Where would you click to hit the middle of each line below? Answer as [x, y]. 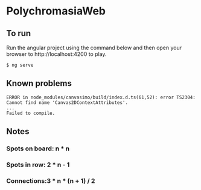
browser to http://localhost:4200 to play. [56, 54]
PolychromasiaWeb [56, 11]
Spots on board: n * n [38, 149]
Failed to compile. [31, 113]
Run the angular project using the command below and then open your [94, 47]
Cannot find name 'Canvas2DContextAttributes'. [67, 103]
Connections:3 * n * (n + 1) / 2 [51, 180]
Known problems [39, 83]
